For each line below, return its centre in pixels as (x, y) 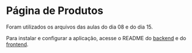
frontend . (17, 44)
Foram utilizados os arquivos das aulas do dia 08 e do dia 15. (80, 27)
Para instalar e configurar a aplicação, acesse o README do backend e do (96, 38)
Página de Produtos (55, 11)
